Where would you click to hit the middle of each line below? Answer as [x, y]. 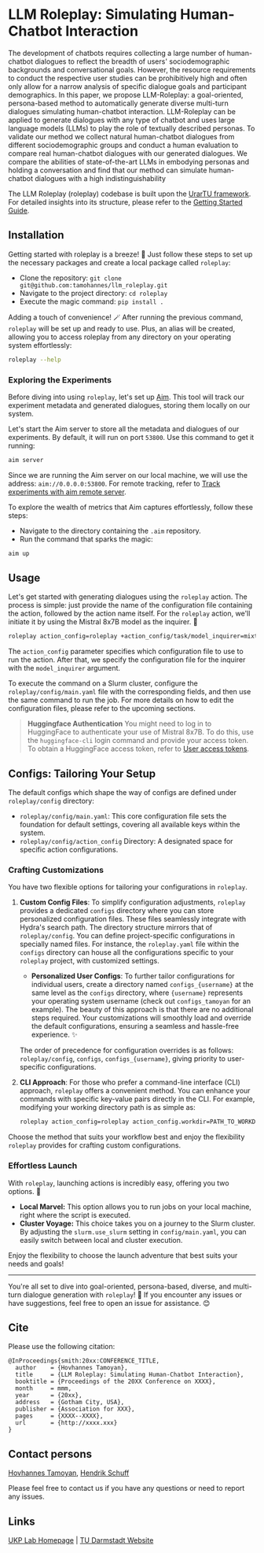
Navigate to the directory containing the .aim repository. [110, 531]
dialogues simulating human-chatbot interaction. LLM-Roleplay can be [122, 111]
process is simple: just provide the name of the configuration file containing [130, 605]
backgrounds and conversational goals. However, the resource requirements [132, 69]
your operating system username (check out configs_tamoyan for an [141, 1001]
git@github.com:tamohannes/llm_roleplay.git [93, 285]
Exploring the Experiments [60, 379]
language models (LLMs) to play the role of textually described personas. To [132, 128]
